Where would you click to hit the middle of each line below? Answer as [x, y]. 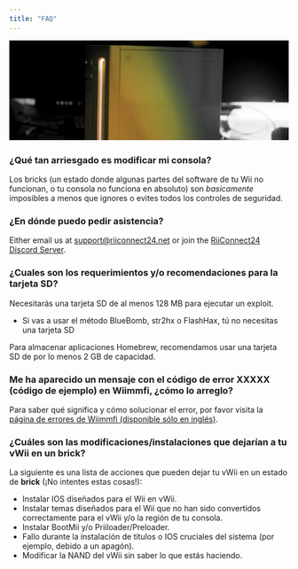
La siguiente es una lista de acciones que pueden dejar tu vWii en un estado [149, 472]
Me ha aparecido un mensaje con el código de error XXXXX [140, 379]
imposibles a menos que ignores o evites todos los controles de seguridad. [146, 199]
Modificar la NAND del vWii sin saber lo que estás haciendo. [132, 556]
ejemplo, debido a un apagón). [78, 546]
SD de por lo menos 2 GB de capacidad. [82, 356]
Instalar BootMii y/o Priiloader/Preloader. [96, 527]
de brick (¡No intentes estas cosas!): [76, 482]
